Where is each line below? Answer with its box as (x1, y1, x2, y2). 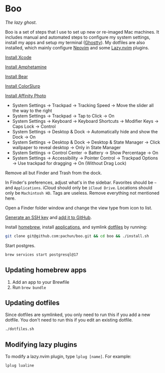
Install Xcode (5, 54, 32, 60)
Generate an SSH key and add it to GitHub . (5, 214, 92, 220)
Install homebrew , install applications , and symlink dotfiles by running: (5, 224, 147, 230)
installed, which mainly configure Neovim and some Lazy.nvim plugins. (5, 45, 150, 51)
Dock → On (12, 134, 36, 140)
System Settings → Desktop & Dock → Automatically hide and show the (12, 128, 158, 134)
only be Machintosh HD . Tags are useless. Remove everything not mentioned (5, 190, 160, 196)
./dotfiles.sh (5, 326, 35, 332)
